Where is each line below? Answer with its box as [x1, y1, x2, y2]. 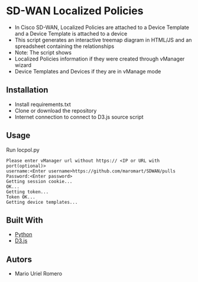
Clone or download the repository [14, 107, 97, 114]
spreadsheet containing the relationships [14, 43, 115, 50]
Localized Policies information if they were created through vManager [14, 55, 185, 62]
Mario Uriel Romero [14, 270, 63, 277]
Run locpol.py [6, 146, 40, 153]
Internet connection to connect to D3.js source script [14, 113, 144, 120]
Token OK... [6, 194, 35, 200]
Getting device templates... [6, 199, 78, 205]
